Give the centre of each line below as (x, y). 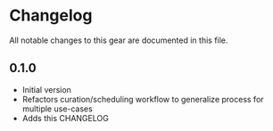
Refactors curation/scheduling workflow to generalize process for (143, 99)
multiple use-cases (58, 109)
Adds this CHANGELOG (65, 118)
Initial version (46, 89)
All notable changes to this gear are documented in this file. (119, 40)
